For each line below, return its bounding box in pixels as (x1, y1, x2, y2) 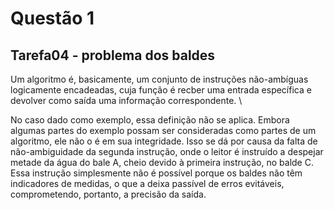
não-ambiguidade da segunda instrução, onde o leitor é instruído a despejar (10, 146, 324, 157)
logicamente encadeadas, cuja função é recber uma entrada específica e (10, 84, 312, 96)
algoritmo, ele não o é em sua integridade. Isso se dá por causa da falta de (10, 135, 318, 147)
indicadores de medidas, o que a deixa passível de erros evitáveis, (10, 178, 285, 189)
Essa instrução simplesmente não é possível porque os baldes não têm (10, 167, 303, 179)
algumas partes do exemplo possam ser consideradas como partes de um (10, 125, 317, 136)
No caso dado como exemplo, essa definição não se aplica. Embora (10, 114, 290, 126)
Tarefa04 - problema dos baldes (10, 47, 216, 64)
